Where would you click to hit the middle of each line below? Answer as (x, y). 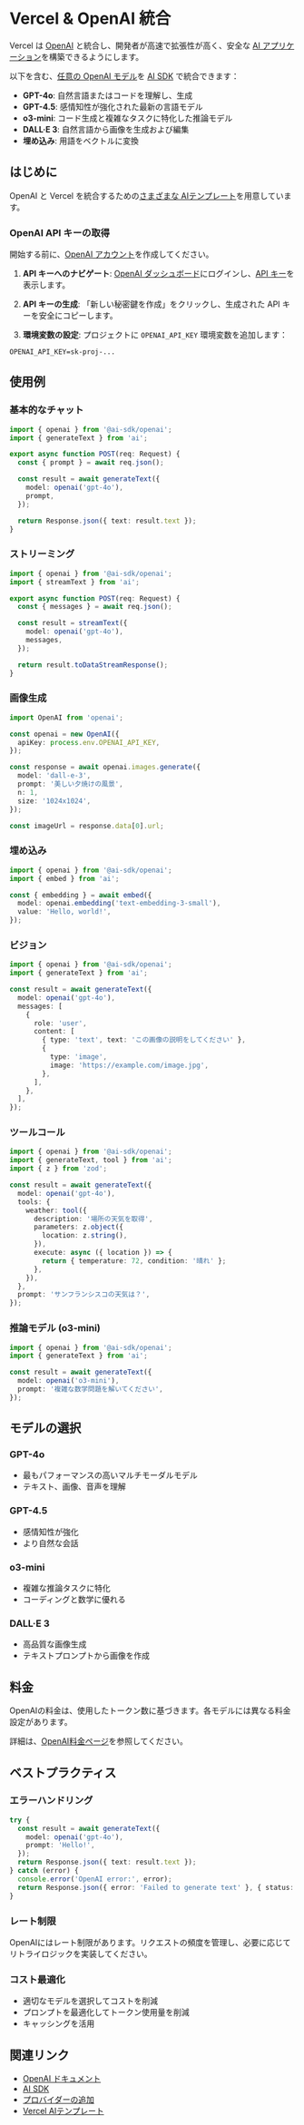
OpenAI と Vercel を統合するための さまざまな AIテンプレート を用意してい (147, 195)
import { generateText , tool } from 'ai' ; (91, 1160)
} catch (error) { (44, 1871)
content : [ (54, 1032)
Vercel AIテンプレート (63, 2111)
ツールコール (37, 1132)
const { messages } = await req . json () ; (95, 607)
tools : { (34, 1202)
